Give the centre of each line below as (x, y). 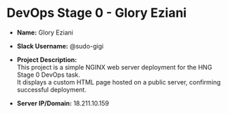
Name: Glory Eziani (45, 32)
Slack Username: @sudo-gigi (60, 46)
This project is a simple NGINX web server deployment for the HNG (114, 67)
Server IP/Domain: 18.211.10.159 (63, 103)
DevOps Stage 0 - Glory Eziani (97, 13)
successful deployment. (52, 89)
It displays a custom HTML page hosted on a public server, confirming (119, 82)
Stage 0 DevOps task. (48, 75)
